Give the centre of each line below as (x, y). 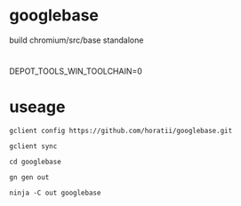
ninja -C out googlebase (55, 193)
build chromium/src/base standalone (76, 40)
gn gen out (29, 178)
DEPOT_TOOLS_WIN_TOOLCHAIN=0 (76, 71)
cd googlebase (36, 162)
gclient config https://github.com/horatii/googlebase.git (121, 131)
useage (37, 107)
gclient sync (33, 147)
